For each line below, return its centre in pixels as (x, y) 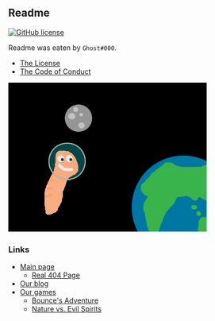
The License (40, 63)
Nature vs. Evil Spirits (66, 309)
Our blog (34, 284)
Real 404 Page (56, 275)
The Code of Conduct (55, 72)
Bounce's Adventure (65, 300)
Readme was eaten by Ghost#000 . (63, 48)
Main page (37, 267)
